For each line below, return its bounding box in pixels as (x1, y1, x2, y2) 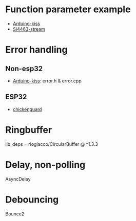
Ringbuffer (5, 124, 52, 136)
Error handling (5, 44, 68, 56)
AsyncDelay (5, 175, 31, 182)
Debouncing (5, 193, 59, 205)
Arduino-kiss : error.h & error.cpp (12, 78, 82, 84)
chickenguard (12, 106, 42, 112)
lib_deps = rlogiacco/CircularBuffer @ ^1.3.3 (5, 141, 99, 147)
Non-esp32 (5, 64, 43, 73)
